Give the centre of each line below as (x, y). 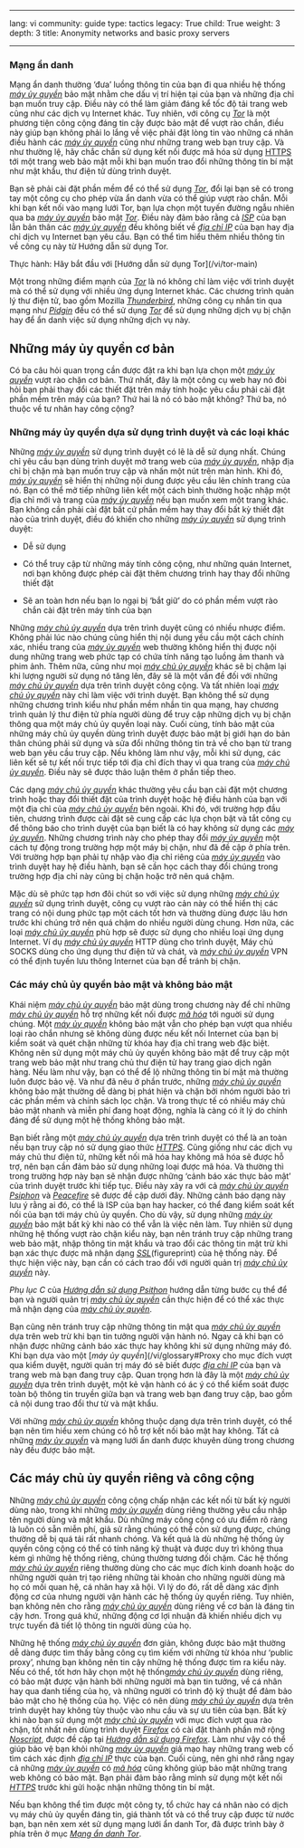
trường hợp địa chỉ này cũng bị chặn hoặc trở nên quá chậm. (122, 876)
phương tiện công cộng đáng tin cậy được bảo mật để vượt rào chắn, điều (147, 123)
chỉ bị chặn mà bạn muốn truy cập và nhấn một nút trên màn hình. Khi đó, (146, 471)
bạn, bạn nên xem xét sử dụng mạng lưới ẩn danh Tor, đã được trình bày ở (147, 1824)
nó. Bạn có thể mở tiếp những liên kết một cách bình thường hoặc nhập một (150, 491)
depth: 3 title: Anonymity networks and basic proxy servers (120, 33)
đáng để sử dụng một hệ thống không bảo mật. (97, 1120)
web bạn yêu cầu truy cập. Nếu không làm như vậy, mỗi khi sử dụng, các (145, 753)
